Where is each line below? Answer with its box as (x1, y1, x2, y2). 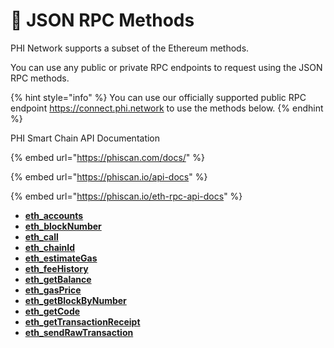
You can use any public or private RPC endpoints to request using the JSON (10, 61, 323, 73)
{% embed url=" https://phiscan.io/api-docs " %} (10, 170, 208, 183)
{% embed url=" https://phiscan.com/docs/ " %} (10, 151, 206, 163)
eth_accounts (24, 209, 84, 221)
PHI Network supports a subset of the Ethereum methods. (10, 42, 250, 54)
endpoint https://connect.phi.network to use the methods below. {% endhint (10, 102, 324, 114)
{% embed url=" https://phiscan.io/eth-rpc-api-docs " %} (10, 190, 243, 202)
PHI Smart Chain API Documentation (10, 132, 161, 144)
